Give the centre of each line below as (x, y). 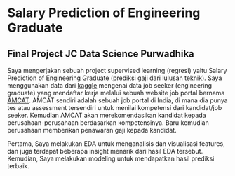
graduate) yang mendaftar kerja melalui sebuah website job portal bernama (116, 93)
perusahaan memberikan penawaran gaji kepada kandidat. (92, 130)
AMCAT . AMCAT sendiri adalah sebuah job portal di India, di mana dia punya (117, 100)
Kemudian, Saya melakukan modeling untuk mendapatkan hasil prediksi (111, 158)
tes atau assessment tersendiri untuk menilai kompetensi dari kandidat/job (115, 108)
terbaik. (18, 166)
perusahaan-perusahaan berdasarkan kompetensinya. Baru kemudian (108, 123)
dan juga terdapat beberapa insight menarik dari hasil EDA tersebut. (105, 151)
